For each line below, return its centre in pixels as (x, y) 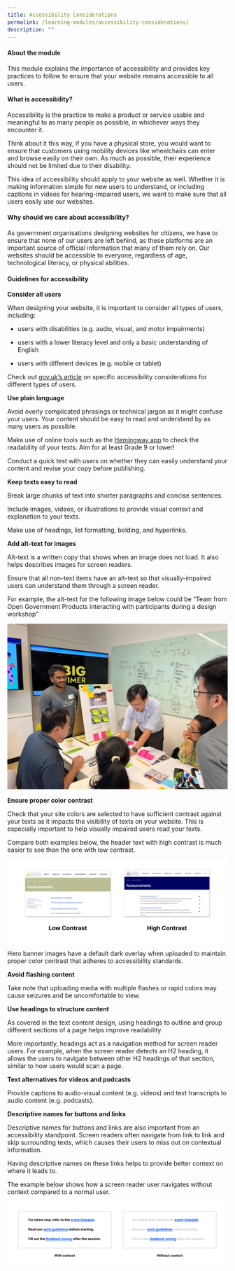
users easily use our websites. (51, 201)
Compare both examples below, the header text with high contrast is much (115, 843)
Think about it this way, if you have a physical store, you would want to (109, 143)
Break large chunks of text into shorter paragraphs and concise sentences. (115, 496)
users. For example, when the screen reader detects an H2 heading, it (108, 1051)
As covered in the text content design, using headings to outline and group (115, 1023)
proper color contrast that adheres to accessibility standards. (95, 961)
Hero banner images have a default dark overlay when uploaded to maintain (116, 954)
